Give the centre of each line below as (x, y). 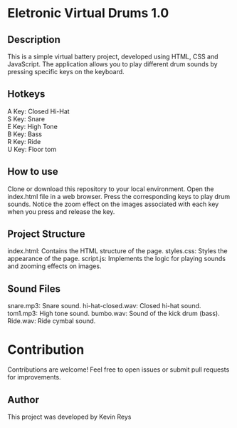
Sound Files (34, 289)
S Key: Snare (26, 118)
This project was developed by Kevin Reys (69, 417)
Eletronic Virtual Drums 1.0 (88, 13)
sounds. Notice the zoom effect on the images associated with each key (113, 204)
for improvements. (35, 377)
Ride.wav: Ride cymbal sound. (52, 321)
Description (34, 40)
